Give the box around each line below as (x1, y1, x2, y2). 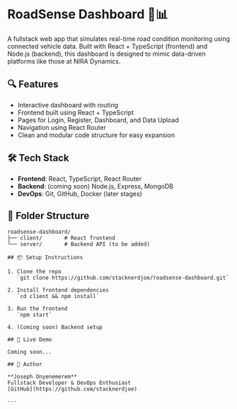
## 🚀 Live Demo (7, 336, 52, 343)
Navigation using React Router (17, 123, 106, 131)
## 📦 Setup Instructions (7, 254, 83, 261)
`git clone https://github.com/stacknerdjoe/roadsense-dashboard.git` (16, 274, 230, 282)
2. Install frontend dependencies (7, 287, 110, 294)
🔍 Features (7, 78, 59, 90)
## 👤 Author (7, 361, 42, 368)
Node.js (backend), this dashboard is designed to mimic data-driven (7, 49, 207, 58)
